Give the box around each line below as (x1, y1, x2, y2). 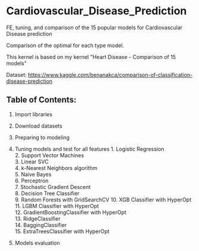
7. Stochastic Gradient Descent (14, 183, 91, 190)
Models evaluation (14, 239, 61, 246)
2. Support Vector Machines (14, 151, 85, 159)
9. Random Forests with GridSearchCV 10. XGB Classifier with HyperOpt (14, 196, 192, 203)
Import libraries (14, 110, 52, 117)
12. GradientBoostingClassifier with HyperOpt (14, 209, 127, 216)
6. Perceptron (14, 177, 49, 184)
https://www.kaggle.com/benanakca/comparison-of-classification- (27, 71, 193, 78)
